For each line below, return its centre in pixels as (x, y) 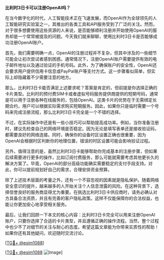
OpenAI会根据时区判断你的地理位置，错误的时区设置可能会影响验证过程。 (79, 141)
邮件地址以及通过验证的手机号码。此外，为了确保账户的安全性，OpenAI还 (83, 65)
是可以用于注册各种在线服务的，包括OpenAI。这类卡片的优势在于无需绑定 (79, 100)
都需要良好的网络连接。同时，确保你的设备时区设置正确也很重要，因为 (76, 135)
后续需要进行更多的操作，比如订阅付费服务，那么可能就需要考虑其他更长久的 (82, 157)
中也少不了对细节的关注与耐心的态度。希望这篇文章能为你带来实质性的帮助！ (82, 227)
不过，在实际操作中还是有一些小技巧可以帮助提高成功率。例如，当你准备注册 (82, 122)
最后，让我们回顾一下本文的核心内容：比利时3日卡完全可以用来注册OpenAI (80, 215)
